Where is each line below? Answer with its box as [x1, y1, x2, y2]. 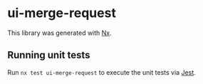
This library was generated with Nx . [7, 28, 112, 37]
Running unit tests [7, 49, 90, 61]
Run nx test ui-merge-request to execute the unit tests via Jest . [7, 68, 196, 76]
